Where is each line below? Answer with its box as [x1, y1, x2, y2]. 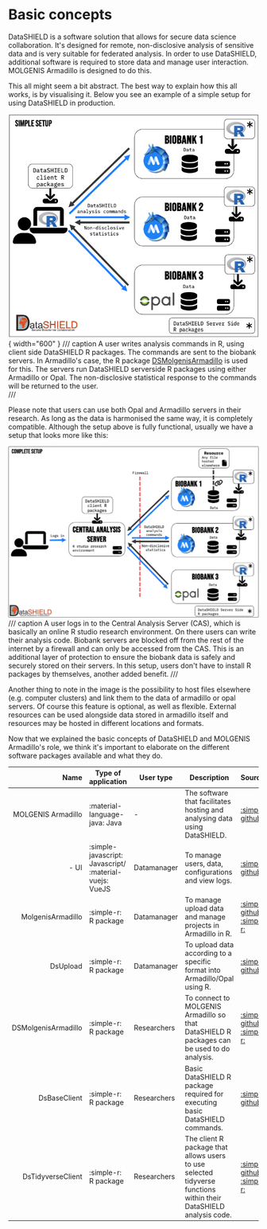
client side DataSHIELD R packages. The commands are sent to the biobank [8, 347, 257, 357]
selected [184, 1168, 213, 1177]
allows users [184, 1150, 226, 1160]
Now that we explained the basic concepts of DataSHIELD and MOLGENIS [8, 734, 250, 743]
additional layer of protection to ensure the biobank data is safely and [8, 652, 236, 661]
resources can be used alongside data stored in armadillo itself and [8, 710, 229, 720]
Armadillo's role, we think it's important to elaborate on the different [8, 742, 230, 751]
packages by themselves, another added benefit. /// [8, 669, 179, 678]
